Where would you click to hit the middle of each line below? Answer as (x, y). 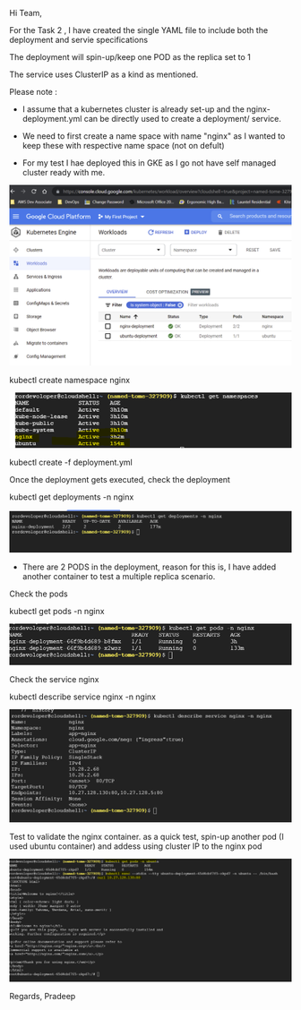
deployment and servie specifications (79, 40)
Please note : (34, 92)
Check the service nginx (54, 679)
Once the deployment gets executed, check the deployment (120, 480)
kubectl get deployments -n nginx (72, 497)
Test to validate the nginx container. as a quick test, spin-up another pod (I (146, 837)
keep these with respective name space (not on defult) (124, 146)
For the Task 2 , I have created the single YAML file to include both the (139, 30)
